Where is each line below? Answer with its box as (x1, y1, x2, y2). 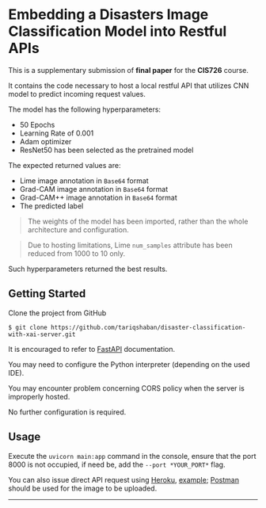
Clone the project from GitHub (8, 307, 107, 318)
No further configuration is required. (8, 407, 127, 417)
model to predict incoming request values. (8, 89, 146, 98)
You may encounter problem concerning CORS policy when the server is (8, 383, 245, 393)
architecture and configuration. (27, 224, 129, 235)
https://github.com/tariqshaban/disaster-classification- (50, 323, 246, 331)
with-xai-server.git (8, 330, 77, 338)
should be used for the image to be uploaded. (8, 483, 158, 493)
